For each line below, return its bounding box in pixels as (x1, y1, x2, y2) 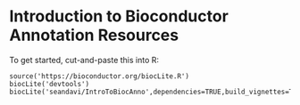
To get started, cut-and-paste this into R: (9, 54, 159, 65)
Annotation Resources (9, 25, 179, 45)
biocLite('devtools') (9, 79, 90, 88)
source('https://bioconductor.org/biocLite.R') (9, 71, 190, 81)
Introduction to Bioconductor (9, 6, 229, 27)
